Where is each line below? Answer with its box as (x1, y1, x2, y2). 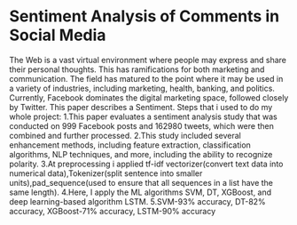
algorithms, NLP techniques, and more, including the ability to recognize (9, 149, 273, 159)
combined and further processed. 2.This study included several (9, 130, 241, 141)
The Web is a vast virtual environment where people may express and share (9, 54, 286, 65)
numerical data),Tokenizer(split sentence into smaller (9, 167, 203, 179)
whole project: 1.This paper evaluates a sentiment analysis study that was (9, 111, 277, 122)
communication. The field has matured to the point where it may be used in (9, 73, 284, 84)
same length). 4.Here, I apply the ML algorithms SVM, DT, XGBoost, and (9, 187, 272, 197)
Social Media (9, 25, 106, 45)
